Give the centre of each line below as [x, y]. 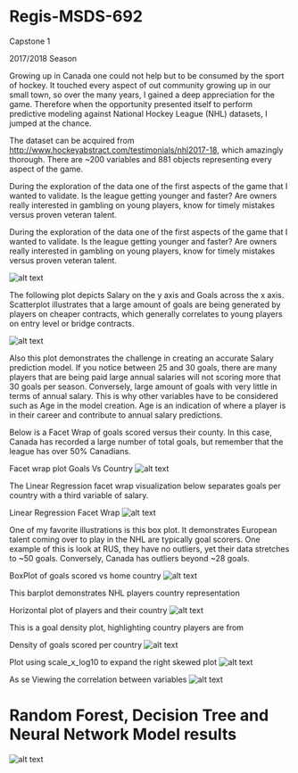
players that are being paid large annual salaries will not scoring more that [145, 377]
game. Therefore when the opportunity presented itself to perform [131, 104]
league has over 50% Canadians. [70, 451]
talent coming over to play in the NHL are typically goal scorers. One [135, 539]
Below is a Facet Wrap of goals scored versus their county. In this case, [141, 432]
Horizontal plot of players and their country [88, 610]
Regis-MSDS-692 [76, 17]
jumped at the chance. [50, 123]
